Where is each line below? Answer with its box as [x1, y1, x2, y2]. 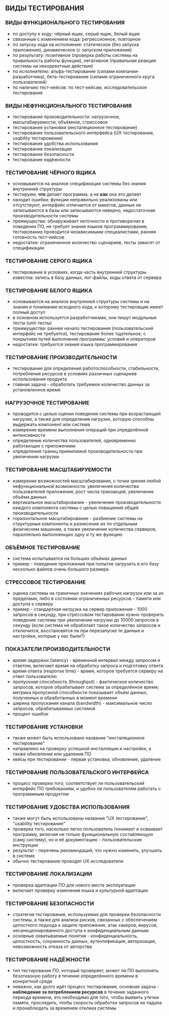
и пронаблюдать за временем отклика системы [12, 1005, 117, 1011]
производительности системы [12, 213, 79, 219]
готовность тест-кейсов [12, 234, 65, 240]
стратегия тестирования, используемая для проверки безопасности [12, 912, 161, 918]
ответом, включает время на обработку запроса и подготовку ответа [12, 662, 163, 668]
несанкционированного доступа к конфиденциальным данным [12, 928, 149, 934]
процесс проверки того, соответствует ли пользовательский [12, 780, 145, 786]
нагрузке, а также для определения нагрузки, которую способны [12, 416, 154, 422]
